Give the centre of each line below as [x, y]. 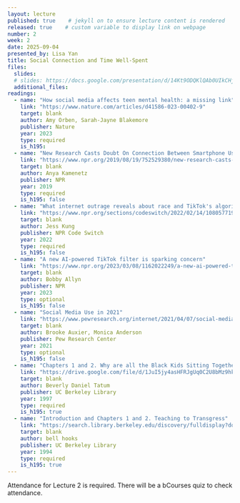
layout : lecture [31, 14]
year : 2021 [36, 346]
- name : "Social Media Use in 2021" [68, 313]
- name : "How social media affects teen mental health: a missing [115, 101]
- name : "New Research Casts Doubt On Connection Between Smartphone [119, 153]
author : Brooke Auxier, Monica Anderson [81, 332]
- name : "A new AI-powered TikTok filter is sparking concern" [110, 260]
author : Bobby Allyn [51, 279]
